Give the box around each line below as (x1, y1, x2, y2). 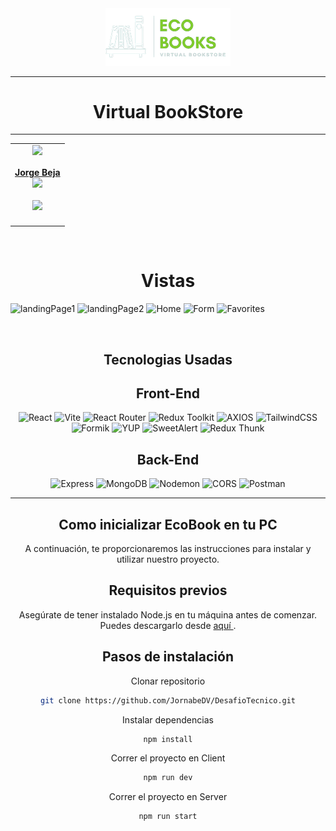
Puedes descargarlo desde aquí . (99, 619, 237, 631)
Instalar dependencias (122, 713, 214, 726)
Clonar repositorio (130, 675, 206, 687)
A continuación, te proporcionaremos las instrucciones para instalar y (24, 543, 312, 555)
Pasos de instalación (101, 648, 235, 666)
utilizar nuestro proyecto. (116, 553, 220, 566)
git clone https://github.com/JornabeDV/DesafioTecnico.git (39, 695, 297, 706)
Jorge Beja (14, 167, 61, 179)
